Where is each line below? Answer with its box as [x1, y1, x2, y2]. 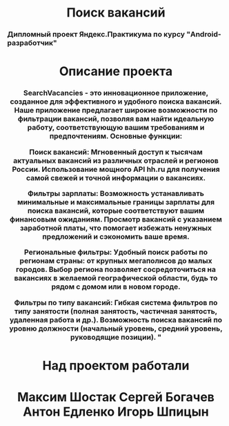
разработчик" [7, 38, 57, 48]
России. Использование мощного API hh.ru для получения [12, 164, 220, 174]
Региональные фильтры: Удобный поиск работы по [23, 247, 208, 257]
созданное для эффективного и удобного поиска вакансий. [10, 97, 222, 106]
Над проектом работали [42, 358, 190, 374]
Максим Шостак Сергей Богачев [17, 389, 215, 405]
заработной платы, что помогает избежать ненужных [19, 223, 212, 233]
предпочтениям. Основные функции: [49, 131, 183, 141]
